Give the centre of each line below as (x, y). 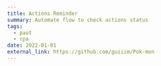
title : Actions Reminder (42, 13)
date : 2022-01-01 (32, 45)
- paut (23, 33)
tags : (15, 26)
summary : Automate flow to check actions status (78, 20)
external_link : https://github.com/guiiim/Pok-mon (81, 52)
